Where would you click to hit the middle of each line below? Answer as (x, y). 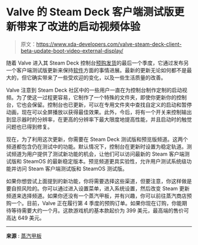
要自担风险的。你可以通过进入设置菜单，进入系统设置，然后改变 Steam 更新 (98, 188)
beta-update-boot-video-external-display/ (72, 51)
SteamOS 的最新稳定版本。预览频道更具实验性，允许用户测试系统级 (105, 161)
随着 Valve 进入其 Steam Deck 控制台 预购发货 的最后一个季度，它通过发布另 (98, 63)
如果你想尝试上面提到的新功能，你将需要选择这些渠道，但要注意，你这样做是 (99, 181)
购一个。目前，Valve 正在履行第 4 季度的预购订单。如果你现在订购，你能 (94, 203)
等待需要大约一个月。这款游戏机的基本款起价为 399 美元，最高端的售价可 (100, 210)
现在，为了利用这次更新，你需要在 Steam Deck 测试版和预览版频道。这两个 (97, 139)
